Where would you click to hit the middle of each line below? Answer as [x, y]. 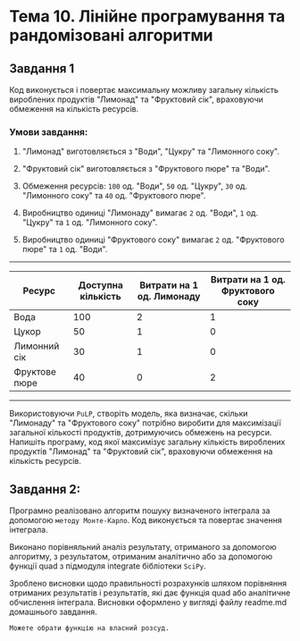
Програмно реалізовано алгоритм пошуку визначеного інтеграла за [140, 510]
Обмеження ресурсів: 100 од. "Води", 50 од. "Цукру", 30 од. [135, 186]
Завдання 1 [42, 68]
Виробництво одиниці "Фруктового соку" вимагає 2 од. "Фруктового [153, 240]
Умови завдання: [49, 131]
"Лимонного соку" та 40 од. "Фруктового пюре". [114, 196]
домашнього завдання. [53, 612]
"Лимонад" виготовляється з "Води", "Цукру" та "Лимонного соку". [150, 152]
